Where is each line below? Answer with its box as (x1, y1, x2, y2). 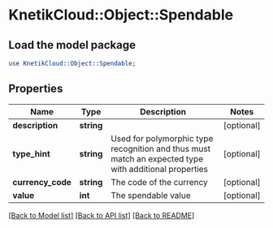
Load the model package (8, 38, 136, 52)
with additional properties (110, 163, 209, 174)
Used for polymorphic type (110, 132, 214, 144)
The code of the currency (110, 176, 209, 187)
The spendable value (110, 189, 191, 200)
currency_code (12, 176, 71, 187)
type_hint (12, 148, 50, 159)
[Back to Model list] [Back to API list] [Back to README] (8, 210, 195, 220)
